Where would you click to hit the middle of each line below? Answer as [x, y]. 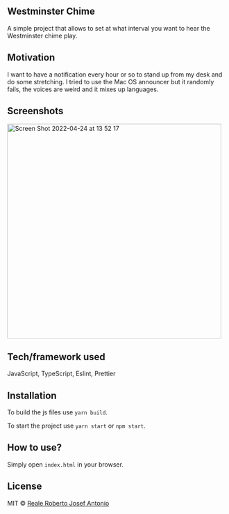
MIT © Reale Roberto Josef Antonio [58, 503]
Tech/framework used [56, 357]
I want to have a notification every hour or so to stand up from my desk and [115, 74]
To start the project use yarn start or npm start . [76, 426]
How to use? [35, 447]
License [25, 486]
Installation [32, 395]
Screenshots [35, 111]
